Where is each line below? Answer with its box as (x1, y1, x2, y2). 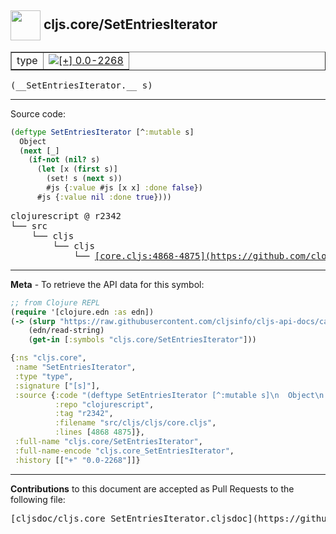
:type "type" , (14, 371, 74, 381)
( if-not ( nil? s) (28, 155, 101, 165)
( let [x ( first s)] (36, 164, 118, 175)
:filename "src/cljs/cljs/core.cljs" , (54, 418, 217, 428)
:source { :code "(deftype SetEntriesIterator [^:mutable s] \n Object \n (14, 390, 325, 400)
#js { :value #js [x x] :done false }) (46, 183, 203, 193)
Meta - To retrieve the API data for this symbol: (10, 278, 205, 290)
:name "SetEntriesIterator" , (14, 362, 137, 373)
